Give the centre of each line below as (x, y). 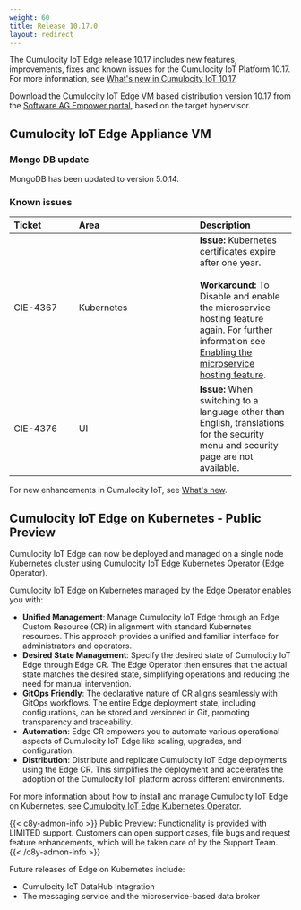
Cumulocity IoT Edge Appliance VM (110, 134)
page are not (227, 456)
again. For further (236, 330)
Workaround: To (235, 285)
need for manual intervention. (77, 684)
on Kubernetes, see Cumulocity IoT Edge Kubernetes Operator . (125, 806)
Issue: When (227, 389)
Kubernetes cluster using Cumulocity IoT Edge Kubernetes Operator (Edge (147, 563)
